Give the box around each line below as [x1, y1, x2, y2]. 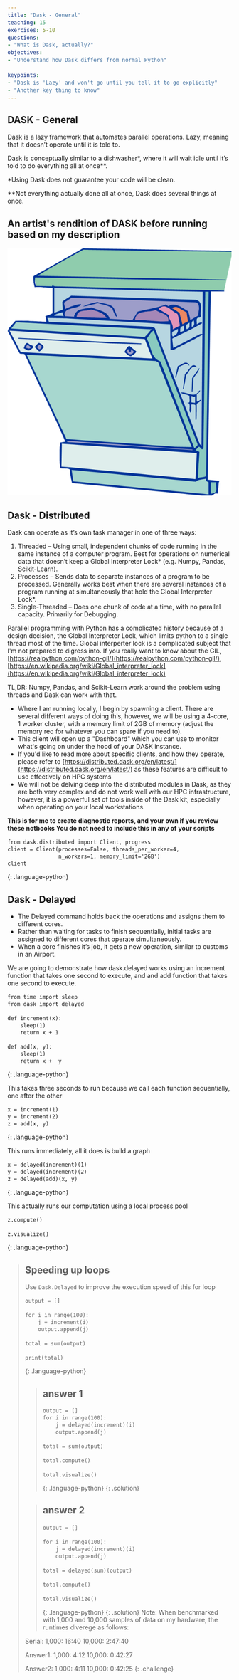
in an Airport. [17, 950, 57, 959]
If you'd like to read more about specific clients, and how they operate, [17, 750, 225, 758]
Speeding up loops [24, 1264, 110, 1276]
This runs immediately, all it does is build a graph [7, 1147, 151, 1155]
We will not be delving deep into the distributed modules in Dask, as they [17, 780, 231, 789]
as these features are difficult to [134, 765, 228, 774]
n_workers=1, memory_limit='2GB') [58, 853, 161, 861]
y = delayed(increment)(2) [7, 1168, 87, 1176]
